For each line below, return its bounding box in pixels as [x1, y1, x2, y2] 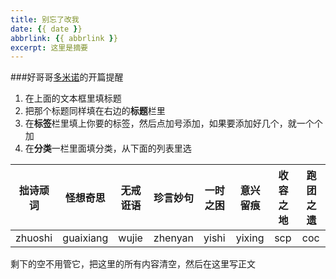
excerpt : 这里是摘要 [10, 42, 88, 53]
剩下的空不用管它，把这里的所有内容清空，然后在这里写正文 [10, 258, 256, 270]
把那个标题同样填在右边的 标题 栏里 [24, 105, 166, 117]
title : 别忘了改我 [10, 14, 80, 25]
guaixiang [62, 231, 109, 245]
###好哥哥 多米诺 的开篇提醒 [10, 71, 124, 83]
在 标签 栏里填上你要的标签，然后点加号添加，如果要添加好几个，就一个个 [24, 117, 323, 130]
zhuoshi [15, 231, 53, 245]
